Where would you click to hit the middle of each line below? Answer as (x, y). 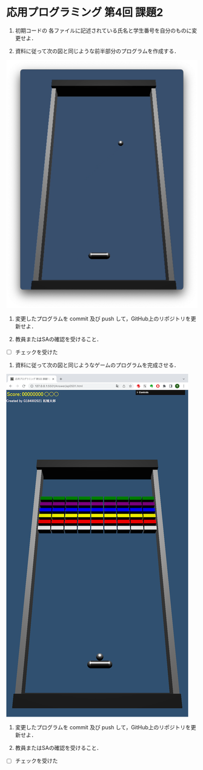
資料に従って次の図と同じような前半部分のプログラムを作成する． (97, 51)
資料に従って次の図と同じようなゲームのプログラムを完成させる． (97, 365)
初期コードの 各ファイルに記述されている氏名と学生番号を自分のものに (103, 30)
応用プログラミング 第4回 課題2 (85, 12)
